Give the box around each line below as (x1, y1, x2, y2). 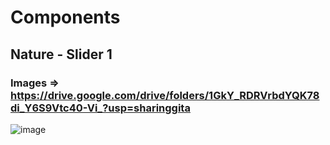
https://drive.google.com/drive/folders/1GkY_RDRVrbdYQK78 (10, 88, 320, 102)
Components (10, 6, 121, 29)
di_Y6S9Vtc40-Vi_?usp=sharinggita (10, 101, 191, 115)
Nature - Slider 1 (10, 46, 113, 63)
